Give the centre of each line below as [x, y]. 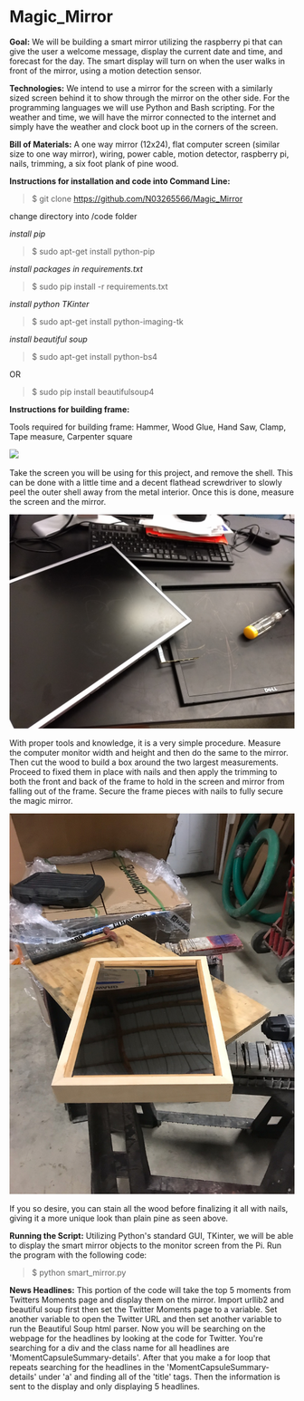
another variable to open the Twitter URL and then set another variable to [146, 1319]
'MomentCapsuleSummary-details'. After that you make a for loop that [140, 1358]
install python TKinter [49, 304]
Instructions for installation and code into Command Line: [120, 181]
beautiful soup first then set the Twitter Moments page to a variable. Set [143, 1309]
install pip [28, 234]
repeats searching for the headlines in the [87, 1367]
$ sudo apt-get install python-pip [93, 251]
